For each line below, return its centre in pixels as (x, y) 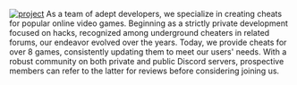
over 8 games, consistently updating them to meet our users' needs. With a (148, 52)
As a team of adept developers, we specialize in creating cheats (164, 14)
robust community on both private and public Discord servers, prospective (147, 61)
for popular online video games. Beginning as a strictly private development (149, 23)
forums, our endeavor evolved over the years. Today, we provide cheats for (148, 42)
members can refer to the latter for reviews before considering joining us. (144, 71)
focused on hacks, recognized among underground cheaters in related (140, 33)
